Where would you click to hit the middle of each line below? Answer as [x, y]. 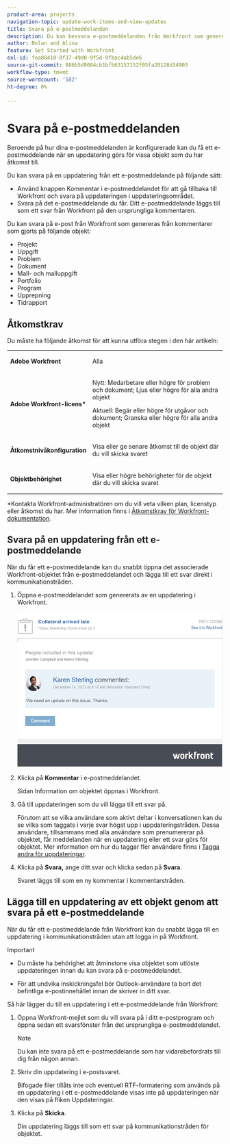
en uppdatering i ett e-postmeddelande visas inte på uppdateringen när [118, 1092]
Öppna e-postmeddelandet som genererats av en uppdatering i [106, 595]
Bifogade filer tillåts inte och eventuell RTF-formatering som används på [118, 1085]
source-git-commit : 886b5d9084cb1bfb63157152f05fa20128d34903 [98, 65]
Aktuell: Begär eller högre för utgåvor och [150, 410]
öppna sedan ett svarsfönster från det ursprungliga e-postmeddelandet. [119, 1025]
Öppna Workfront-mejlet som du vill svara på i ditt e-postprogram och [115, 1017]
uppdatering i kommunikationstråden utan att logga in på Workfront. [103, 936]
